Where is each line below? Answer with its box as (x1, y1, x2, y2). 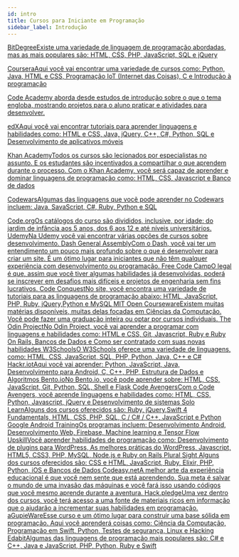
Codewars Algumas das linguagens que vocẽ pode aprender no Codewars (7, 195, 224, 203)
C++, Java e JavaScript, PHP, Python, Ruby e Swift (7, 541, 157, 550)
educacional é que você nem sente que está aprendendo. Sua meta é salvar (7, 474, 230, 482)
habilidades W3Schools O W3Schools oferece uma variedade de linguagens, (7, 345, 231, 354)
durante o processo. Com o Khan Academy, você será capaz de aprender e (7, 166, 229, 175)
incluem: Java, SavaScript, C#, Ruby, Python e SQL (7, 203, 158, 211)
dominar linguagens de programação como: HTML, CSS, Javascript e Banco (7, 174, 231, 182)
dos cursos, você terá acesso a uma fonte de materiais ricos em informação (7, 496, 230, 505)
